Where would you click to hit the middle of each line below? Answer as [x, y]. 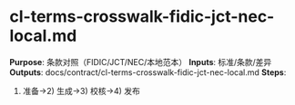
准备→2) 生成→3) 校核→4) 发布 [81, 91]
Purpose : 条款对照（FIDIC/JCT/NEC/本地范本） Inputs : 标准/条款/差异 [141, 62]
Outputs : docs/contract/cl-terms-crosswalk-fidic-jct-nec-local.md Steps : [148, 72]
